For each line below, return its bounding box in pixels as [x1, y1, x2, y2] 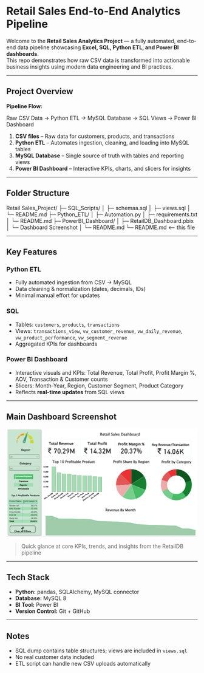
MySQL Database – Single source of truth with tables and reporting [15, 152, 184, 159]
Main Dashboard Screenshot [6, 412, 117, 422]
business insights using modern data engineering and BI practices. [6, 63, 174, 70]
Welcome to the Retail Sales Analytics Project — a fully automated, [6, 37, 176, 44]
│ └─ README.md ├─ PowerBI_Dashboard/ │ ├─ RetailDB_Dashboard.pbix [6, 217, 194, 224]
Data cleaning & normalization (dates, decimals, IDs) [15, 285, 146, 293]
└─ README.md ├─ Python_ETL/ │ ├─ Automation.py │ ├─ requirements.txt [6, 211, 198, 218]
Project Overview [6, 86, 73, 97]
